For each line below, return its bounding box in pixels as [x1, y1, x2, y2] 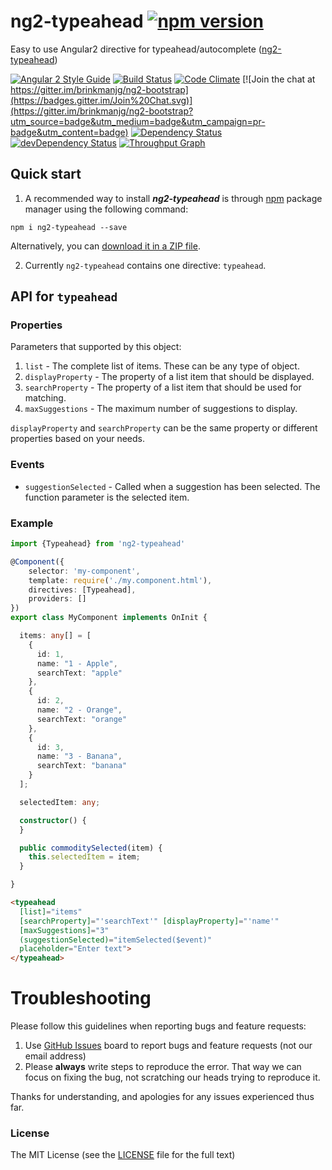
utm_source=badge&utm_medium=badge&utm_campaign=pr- [10, 115, 266, 127]
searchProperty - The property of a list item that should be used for [24, 381, 302, 394]
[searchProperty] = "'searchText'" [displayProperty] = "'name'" [19, 916, 280, 926]
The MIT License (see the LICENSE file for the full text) [10, 1149, 236, 1161]
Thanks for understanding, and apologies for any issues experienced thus [10, 1091, 315, 1103]
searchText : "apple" [36, 668, 123, 678]
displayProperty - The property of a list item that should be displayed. [24, 371, 315, 383]
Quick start [10, 166, 82, 183]
